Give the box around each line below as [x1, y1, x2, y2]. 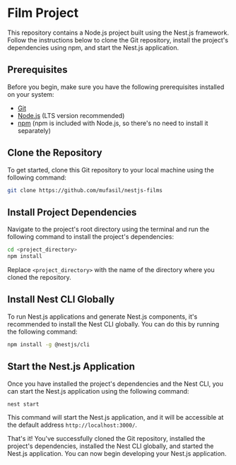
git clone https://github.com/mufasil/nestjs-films [7, 187, 163, 194]
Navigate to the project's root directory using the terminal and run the [7, 225, 210, 234]
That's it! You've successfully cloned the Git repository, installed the [7, 435, 206, 443]
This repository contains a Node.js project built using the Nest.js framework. [7, 28, 230, 37]
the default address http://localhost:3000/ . [7, 420, 138, 429]
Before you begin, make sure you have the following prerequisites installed [7, 83, 225, 91]
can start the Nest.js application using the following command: [7, 387, 189, 395]
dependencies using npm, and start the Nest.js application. [7, 43, 179, 52]
